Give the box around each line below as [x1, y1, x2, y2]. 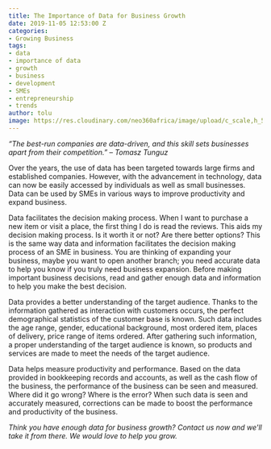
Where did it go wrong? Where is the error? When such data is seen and [8, 389, 248, 399]
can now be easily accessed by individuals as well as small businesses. [8, 180, 246, 189]
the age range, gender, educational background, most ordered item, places [8, 322, 258, 332]
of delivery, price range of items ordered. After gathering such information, [8, 331, 257, 341]
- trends [8, 102, 38, 110]
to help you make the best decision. [8, 281, 127, 291]
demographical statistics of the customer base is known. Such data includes [8, 314, 262, 323]
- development [8, 79, 56, 87]
